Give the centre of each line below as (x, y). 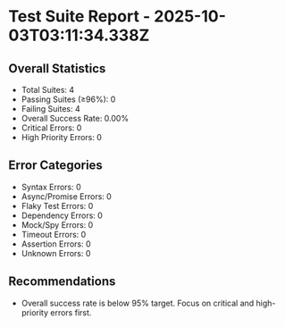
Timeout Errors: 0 (54, 234)
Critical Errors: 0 (51, 128)
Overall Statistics (57, 68)
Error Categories (56, 166)
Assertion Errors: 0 (56, 244)
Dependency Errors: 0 (62, 215)
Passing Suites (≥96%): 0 (68, 99)
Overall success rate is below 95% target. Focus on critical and (138, 303)
